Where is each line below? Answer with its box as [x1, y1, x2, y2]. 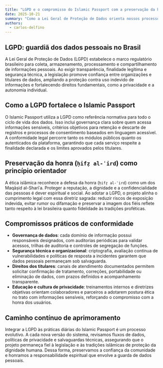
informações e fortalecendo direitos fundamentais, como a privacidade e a [5, 82, 154, 88]
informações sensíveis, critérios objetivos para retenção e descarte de [5, 124, 147, 130]
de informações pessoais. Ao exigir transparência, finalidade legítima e [5, 66, 147, 72]
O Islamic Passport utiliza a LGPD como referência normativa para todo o [5, 114, 151, 120]
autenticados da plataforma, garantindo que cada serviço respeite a [5, 140, 141, 146]
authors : [5, 20, 23, 26]
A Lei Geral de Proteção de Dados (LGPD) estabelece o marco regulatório [5, 56, 152, 62]
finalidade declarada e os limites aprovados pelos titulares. [5, 145, 123, 151]
